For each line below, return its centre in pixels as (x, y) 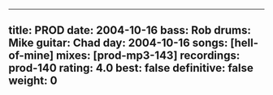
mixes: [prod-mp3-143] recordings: (148, 56)
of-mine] (31, 56)
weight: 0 (33, 81)
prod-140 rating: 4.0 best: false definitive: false (131, 68)
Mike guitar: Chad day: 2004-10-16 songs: (118, 43)
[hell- (244, 43)
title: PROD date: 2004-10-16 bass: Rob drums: (130, 30)
